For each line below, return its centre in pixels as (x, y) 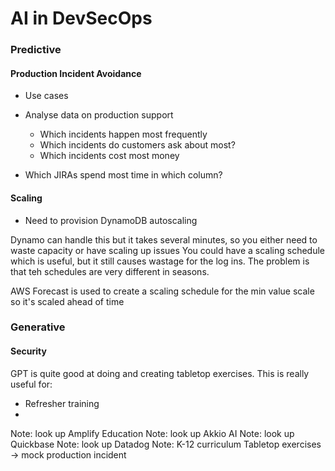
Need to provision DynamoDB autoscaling (111, 220)
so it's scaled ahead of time (67, 301)
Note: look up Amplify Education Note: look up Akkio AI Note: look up (152, 433)
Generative (38, 327)
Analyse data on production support (99, 115)
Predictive (36, 50)
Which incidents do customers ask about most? (137, 145)
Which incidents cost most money (109, 156)
